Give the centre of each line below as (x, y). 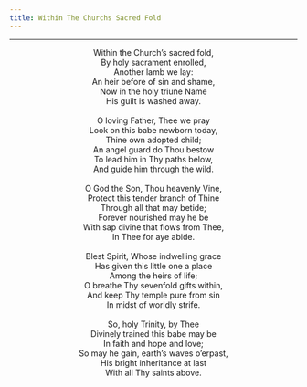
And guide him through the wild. (153, 169)
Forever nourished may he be (153, 217)
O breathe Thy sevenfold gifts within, (153, 285)
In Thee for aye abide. (153, 236)
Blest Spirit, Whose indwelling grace (153, 256)
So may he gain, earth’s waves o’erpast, (153, 353)
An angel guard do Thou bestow (153, 149)
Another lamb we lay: (153, 72)
